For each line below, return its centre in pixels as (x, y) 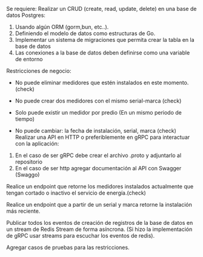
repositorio (28, 162)
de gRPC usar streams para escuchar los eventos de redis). (81, 235)
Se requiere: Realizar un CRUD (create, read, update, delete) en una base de (101, 9)
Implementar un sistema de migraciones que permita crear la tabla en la (105, 40)
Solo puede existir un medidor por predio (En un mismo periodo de (98, 112)
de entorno (29, 59)
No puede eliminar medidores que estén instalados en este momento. (102, 82)
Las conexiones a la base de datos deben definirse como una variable (102, 53)
